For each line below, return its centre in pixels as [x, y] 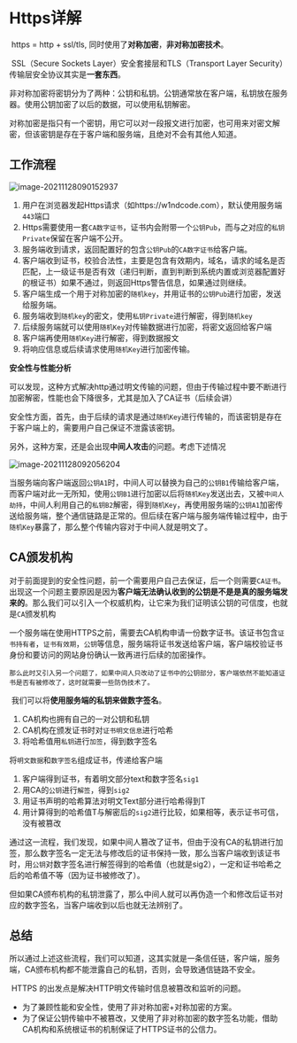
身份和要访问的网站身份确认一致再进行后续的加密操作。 [110, 654]
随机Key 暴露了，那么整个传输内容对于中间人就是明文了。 [111, 526]
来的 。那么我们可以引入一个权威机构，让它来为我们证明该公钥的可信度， [141, 603]
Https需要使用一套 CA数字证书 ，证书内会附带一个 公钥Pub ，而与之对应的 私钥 [153, 227]
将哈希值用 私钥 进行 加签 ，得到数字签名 [89, 741]
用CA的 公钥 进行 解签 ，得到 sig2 [76, 790]
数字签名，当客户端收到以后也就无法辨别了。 [106, 905]
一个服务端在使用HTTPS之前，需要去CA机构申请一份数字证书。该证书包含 [144, 632]
